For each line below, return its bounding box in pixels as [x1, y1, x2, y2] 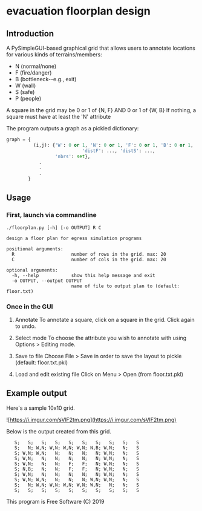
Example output [6, 388, 68, 398]
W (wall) [15, 82, 36, 89]
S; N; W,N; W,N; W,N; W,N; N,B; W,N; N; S [14, 444, 139, 451]
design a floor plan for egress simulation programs [6, 235, 142, 241]
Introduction [6, 28, 54, 39]
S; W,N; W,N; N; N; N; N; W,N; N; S [14, 450, 139, 456]
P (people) [15, 95, 41, 102]
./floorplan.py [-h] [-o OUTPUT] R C [6, 224, 102, 231]
